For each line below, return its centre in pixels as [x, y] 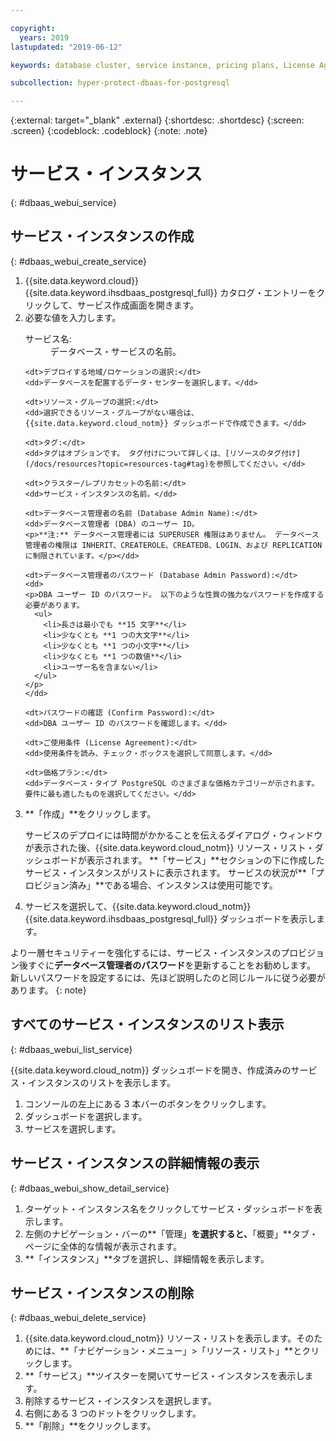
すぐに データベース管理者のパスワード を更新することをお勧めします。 [171, 965]
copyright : [33, 28]
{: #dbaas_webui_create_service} [79, 261]
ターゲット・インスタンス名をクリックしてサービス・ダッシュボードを [169, 1208]
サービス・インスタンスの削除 [102, 1292]
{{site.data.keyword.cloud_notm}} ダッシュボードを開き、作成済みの [151, 1070]
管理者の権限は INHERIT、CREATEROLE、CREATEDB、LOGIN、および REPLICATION [173, 545]
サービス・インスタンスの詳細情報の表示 [135, 1163]
